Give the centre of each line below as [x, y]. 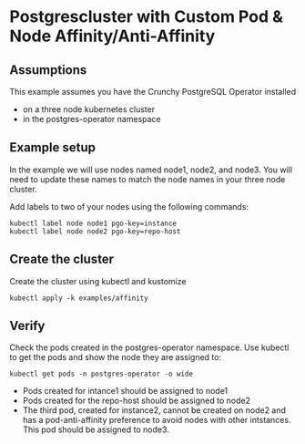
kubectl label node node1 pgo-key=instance [93, 223]
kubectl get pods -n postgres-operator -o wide [102, 374]
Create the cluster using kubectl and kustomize [98, 281]
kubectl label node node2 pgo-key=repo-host [95, 231]
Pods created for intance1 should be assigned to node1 [125, 391]
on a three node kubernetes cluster [89, 109]
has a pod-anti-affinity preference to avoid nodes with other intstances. [157, 420]
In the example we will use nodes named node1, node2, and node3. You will [151, 170]
